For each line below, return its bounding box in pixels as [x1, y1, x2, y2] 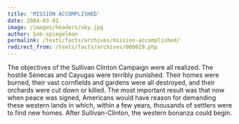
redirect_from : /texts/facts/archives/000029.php [7, 43, 158, 51]
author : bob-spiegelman [7, 30, 78, 38]
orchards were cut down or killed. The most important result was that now [7, 86, 225, 94]
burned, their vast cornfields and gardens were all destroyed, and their [7, 78, 215, 86]
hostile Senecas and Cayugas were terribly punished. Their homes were [7, 71, 220, 79]
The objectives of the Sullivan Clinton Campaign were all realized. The [7, 63, 213, 71]
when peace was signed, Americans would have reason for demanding [7, 93, 216, 102]
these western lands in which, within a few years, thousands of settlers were [7, 101, 233, 109]
